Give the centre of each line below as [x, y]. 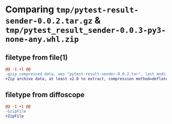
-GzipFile [16, 112]
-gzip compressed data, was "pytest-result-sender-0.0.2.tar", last [80, 74]
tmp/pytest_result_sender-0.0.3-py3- [86, 31]
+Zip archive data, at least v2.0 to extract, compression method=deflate [87, 79]
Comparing [30, 10]
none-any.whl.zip [42, 39]
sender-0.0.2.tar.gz [49, 21]
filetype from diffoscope [45, 95]
